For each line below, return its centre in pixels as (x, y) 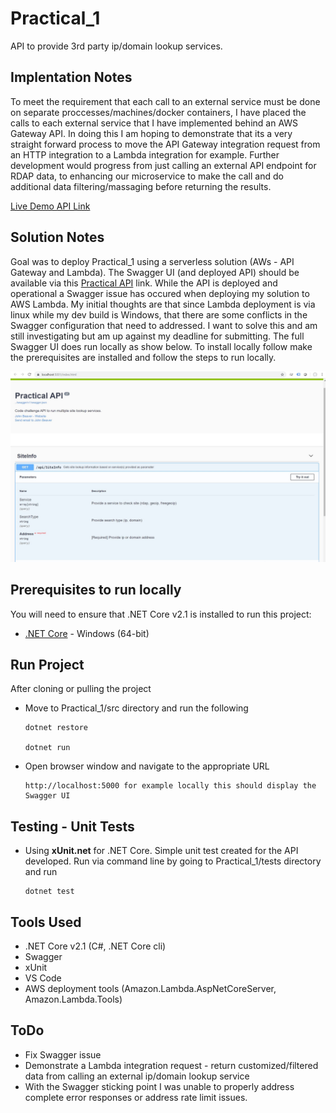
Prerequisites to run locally (96, 590)
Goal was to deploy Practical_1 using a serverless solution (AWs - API (152, 261)
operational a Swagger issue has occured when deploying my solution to (160, 293)
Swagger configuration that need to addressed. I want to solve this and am (164, 325)
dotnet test (49, 892)
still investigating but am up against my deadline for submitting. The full (157, 336)
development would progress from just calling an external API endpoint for (163, 165)
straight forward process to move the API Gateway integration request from (165, 144)
